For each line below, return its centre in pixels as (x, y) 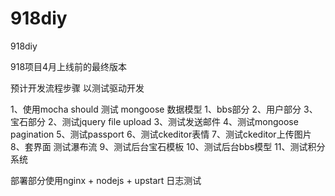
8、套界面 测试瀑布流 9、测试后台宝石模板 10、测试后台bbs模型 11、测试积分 (168, 146)
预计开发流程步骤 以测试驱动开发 (77, 88)
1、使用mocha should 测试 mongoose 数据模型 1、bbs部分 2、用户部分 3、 (164, 109)
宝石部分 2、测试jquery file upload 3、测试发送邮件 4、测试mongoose (154, 121)
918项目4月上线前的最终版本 (69, 66)
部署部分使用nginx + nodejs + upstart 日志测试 (106, 180)
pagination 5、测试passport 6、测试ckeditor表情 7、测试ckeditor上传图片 (161, 134)
